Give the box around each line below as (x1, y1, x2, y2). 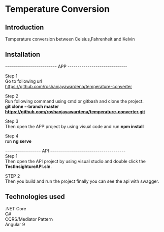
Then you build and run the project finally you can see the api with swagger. (5, 178, 159, 184)
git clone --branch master (5, 103, 59, 109)
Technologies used (5, 193, 65, 201)
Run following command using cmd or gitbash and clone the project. (5, 98, 144, 104)
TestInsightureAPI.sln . (5, 164, 52, 169)
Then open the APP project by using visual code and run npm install (5, 123, 144, 129)
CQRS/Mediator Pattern (5, 216, 53, 222)
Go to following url (5, 78, 43, 84)
